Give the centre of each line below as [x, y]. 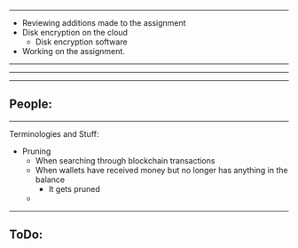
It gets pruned [74, 188]
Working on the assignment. [74, 51]
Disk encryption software [81, 42]
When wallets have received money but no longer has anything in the [161, 170]
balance [50, 180]
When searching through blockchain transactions [125, 160]
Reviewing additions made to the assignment [104, 23]
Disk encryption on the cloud [75, 32]
